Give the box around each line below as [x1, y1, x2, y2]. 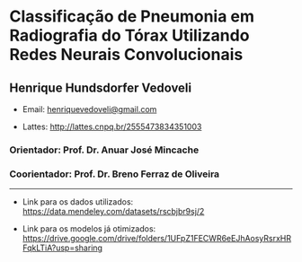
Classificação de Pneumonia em [9, 6, 254, 27]
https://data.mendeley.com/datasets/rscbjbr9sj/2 [22, 206, 205, 217]
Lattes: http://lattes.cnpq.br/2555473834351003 [22, 121, 202, 132]
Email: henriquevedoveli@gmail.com [22, 104, 157, 114]
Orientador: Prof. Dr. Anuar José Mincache [9, 144, 200, 156]
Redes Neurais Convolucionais [9, 45, 244, 65]
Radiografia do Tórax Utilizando [9, 25, 250, 46]
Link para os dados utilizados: [22, 196, 134, 207]
